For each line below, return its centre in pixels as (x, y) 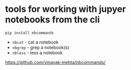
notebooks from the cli (52, 20)
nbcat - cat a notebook (35, 42)
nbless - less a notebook (37, 53)
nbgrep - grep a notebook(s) (41, 47)
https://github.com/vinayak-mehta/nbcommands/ (55, 62)
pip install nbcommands (30, 33)
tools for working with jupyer (65, 9)
